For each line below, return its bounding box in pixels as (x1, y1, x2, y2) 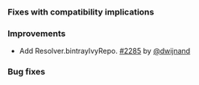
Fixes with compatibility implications (7, 6, 155, 18)
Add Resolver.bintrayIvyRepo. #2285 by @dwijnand (19, 47, 191, 56)
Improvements (7, 27, 66, 38)
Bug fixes (7, 67, 46, 78)
